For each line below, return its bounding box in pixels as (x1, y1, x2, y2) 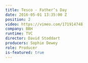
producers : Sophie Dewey (5, 41, 58, 46)
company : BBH (5, 26, 33, 31)
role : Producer (5, 45, 38, 50)
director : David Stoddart (5, 36, 60, 41)
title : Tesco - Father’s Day (5, 7, 67, 13)
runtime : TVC (5, 31, 33, 36)
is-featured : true (5, 50, 44, 55)
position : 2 (5, 17, 31, 22)
